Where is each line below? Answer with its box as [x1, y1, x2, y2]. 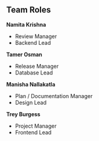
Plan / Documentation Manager [14, 92, 93, 99]
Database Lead [14, 69, 53, 76]
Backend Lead [14, 39, 51, 46]
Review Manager [14, 33, 57, 40]
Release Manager [14, 62, 59, 70]
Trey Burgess [6, 110, 40, 117]
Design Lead [14, 99, 47, 106]
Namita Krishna [6, 21, 46, 28]
